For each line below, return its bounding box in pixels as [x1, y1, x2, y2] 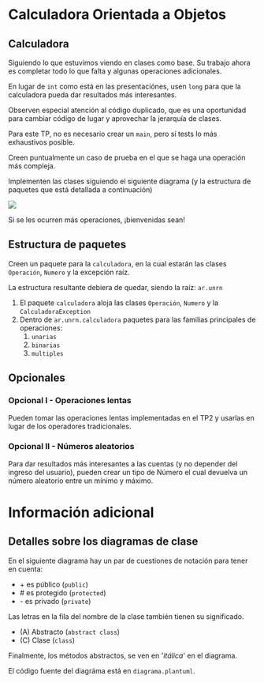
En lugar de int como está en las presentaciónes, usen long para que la [8, 81, 242, 91]
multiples [31, 349, 65, 357]
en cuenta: [8, 564, 43, 574]
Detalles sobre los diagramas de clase [8, 535, 199, 549]
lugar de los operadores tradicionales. [8, 421, 132, 431]
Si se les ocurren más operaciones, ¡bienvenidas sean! [8, 215, 185, 225]
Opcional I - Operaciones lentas [8, 395, 132, 406]
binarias [31, 341, 61, 349]
